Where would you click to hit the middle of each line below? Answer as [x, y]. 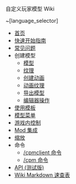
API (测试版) [29, 167]
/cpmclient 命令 [42, 152]
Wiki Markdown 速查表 [42, 175]
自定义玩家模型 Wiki [30, 9]
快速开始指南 [30, 40]
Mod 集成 [26, 130]
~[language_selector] [32, 21]
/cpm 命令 [36, 160]
